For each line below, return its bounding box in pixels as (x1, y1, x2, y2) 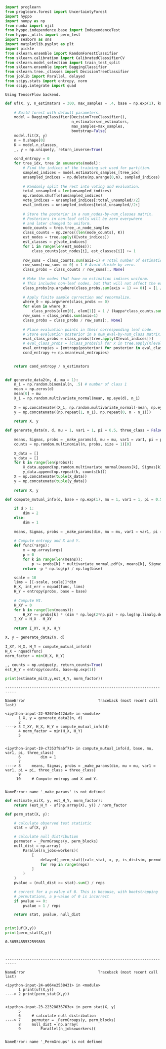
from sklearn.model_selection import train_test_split (5, 60, 121, 65)
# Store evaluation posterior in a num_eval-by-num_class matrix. (23, 332, 163, 337)
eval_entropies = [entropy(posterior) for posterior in (23, 346, 140, 351)
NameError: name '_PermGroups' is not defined (5, 1039, 103, 1044)
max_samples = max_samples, (71, 124, 125, 129)
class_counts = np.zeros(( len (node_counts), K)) (23, 230, 125, 235)
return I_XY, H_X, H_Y (14, 626, 61, 631)
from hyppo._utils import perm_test (5, 32, 81, 37)
